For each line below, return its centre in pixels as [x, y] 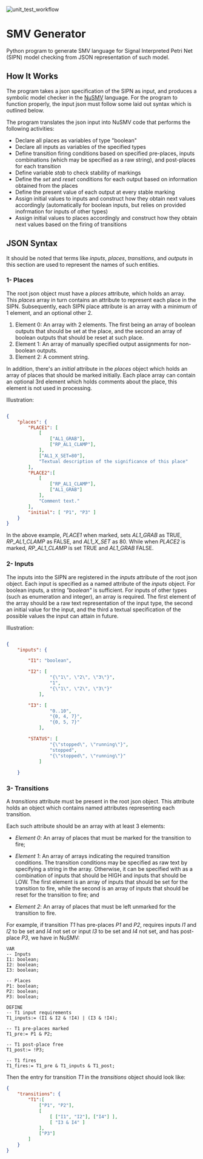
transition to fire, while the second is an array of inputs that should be [102, 889]
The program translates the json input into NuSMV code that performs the [98, 122]
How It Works [32, 76]
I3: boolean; [23, 970]
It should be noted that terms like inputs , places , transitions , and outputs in [100, 258]
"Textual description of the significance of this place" [113, 461]
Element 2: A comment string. [52, 357]
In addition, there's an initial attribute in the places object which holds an [97, 368]
